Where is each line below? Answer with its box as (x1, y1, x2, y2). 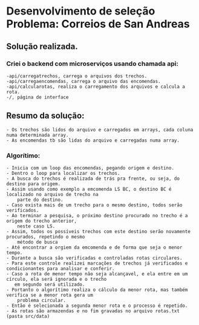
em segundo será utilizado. (14, 281, 85, 287)
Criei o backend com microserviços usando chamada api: (6, 59, 178, 68)
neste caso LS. (17, 223, 56, 229)
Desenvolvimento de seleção (6, 4, 155, 18)
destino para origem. (6, 180, 61, 187)
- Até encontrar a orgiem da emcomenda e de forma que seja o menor (6, 244, 183, 251)
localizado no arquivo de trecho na (6, 191, 99, 197)
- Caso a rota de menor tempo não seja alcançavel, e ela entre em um (6, 271, 188, 277)
